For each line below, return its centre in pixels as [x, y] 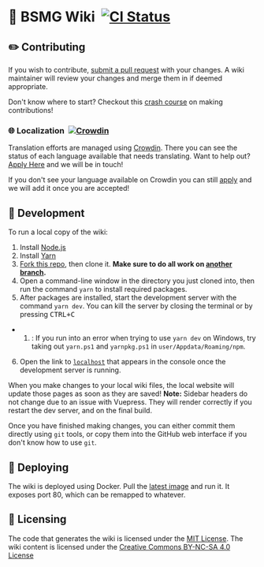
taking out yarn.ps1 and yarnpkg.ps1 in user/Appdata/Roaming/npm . [138, 346]
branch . [33, 273]
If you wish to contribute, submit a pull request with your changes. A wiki [126, 70]
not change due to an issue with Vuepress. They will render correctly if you [130, 402]
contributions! [31, 110]
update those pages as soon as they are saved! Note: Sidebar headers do [128, 394]
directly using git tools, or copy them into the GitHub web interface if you [127, 435]
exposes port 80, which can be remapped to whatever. [97, 494]
